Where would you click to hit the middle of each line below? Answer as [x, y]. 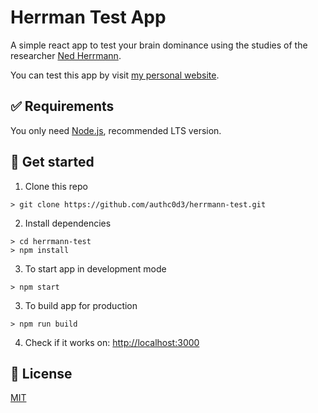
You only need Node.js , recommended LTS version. [116, 130]
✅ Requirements [62, 106]
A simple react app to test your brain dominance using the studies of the [159, 45]
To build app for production [81, 305]
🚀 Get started [52, 162]
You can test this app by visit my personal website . [115, 75]
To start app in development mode [95, 268]
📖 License [41, 373]
